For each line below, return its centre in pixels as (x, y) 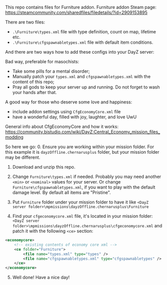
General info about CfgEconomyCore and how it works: (62, 127)
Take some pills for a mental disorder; (51, 71)
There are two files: (25, 22)
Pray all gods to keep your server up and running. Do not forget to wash (86, 87)
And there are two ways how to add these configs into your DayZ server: (80, 52)
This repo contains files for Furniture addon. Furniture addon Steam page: (81, 7)
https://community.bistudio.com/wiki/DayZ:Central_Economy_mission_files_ (83, 132)
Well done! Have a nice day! (41, 278)
